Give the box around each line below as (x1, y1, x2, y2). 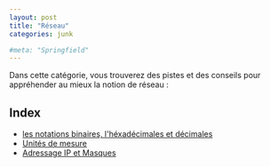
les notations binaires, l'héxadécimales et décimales (21, 129, 213, 139)
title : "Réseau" (9, 21, 69, 30)
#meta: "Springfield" (9, 45, 90, 54)
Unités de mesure (21, 139, 87, 149)
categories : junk (9, 29, 74, 38)
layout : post (9, 12, 58, 22)
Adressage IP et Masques (21, 147, 117, 158)
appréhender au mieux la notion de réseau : (9, 79, 169, 90)
